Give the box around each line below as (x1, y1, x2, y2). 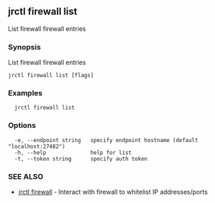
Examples (8, 88, 43, 98)
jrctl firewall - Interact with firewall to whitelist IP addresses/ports (18, 187, 208, 196)
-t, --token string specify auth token (14, 155, 148, 162)
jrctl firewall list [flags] (8, 72, 94, 79)
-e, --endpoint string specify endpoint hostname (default (14, 137, 199, 144)
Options (8, 120, 36, 130)
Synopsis (8, 42, 41, 52)
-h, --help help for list (14, 149, 132, 156)
